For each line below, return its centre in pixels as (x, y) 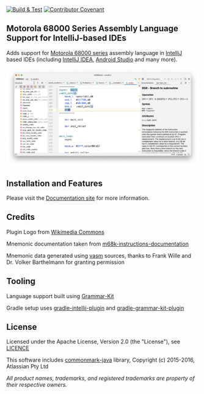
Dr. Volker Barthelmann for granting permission (66, 262)
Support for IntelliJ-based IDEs (66, 38)
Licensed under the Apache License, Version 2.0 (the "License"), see (93, 341)
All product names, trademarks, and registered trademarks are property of (100, 378)
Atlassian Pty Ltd (27, 367)
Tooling (21, 281)
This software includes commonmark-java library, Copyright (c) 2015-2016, (101, 360)
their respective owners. (37, 385)
